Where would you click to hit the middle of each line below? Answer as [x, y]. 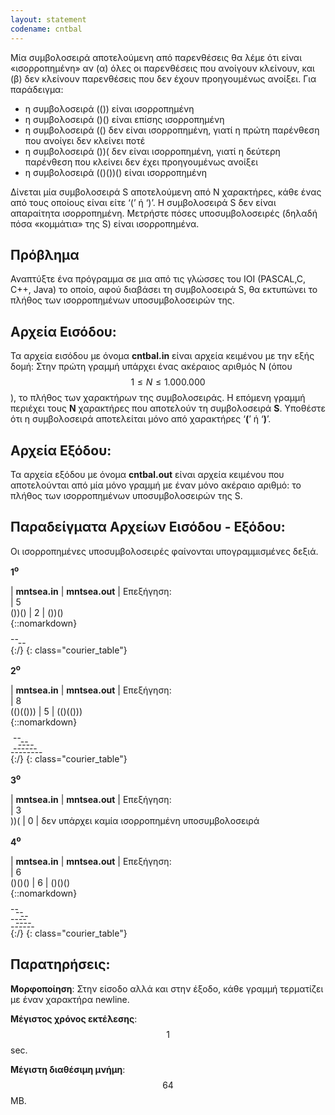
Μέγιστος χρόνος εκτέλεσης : [74, 1018]
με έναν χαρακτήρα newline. [70, 999]
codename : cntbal [46, 29]
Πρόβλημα [45, 254]
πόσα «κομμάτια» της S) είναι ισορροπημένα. [105, 223]
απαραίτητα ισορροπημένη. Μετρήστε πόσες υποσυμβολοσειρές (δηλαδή [164, 213]
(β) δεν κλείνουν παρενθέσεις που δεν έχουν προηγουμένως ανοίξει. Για [163, 78]
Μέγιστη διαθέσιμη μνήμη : [68, 1069]
